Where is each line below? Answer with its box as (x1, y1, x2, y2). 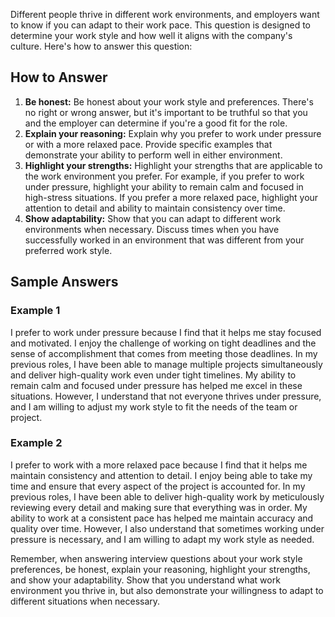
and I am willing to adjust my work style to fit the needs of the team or (10, 400, 298, 413)
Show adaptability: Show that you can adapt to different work (24, 212, 282, 224)
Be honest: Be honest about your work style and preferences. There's (24, 95, 314, 108)
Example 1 (10, 304, 61, 318)
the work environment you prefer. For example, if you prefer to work (24, 170, 305, 182)
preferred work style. (24, 244, 113, 256)
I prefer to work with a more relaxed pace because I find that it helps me (10, 459, 308, 471)
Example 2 (10, 436, 63, 450)
